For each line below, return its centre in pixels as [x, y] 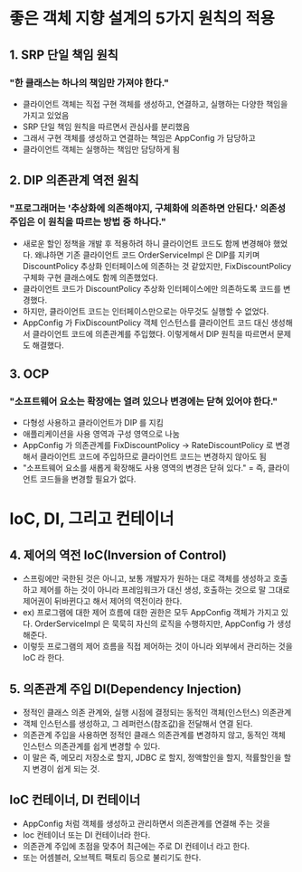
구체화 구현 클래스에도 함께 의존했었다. [90, 277]
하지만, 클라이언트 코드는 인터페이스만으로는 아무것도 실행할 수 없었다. [146, 311]
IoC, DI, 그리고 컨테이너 [92, 519]
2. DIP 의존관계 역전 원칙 [74, 180]
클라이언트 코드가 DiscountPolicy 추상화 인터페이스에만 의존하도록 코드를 [152, 288]
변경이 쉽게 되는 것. [66, 769]
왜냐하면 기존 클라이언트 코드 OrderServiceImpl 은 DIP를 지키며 [147, 255]
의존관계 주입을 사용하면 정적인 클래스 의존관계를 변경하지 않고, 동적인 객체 [154, 735]
